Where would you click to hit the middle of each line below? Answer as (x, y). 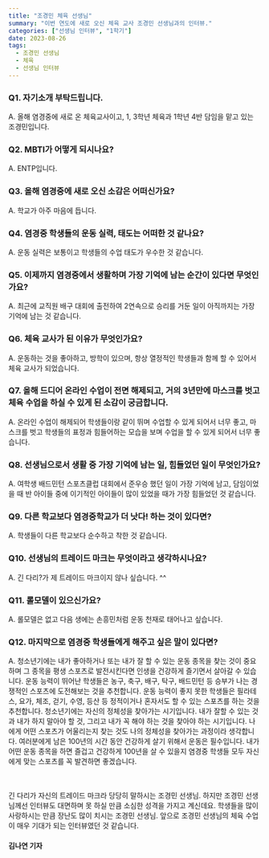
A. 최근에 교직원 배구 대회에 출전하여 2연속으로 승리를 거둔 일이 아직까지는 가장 (132, 306)
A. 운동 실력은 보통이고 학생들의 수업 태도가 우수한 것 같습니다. (106, 252)
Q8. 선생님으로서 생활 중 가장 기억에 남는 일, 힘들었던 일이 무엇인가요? (134, 464)
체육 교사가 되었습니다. (44, 368)
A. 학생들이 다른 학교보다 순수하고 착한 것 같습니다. (88, 536)
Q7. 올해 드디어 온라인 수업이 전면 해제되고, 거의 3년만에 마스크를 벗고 (134, 390)
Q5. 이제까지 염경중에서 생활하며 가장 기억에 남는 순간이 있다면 (121, 275)
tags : (17, 46)
